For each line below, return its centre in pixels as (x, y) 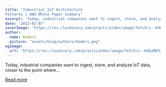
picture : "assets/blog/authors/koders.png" (55, 42)
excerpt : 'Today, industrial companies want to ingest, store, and (76, 19)
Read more (16, 80)
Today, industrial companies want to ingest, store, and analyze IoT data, (78, 65)
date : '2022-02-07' (25, 23)
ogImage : (14, 46)
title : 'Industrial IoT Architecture (44, 10)
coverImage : (17, 28)
